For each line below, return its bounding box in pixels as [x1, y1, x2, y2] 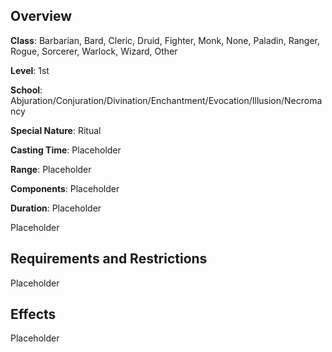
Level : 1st [10, 64, 50, 76]
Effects [10, 306, 57, 323]
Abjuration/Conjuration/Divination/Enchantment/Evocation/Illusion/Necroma [10, 94, 323, 106]
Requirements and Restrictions [10, 250, 208, 268]
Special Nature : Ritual [10, 124, 102, 136]
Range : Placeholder [10, 163, 92, 175]
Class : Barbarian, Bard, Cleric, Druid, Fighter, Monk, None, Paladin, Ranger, [10, 34, 320, 46]
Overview [10, 8, 73, 25]
